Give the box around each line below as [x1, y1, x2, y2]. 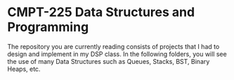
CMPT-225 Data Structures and [7, 4, 195, 20]
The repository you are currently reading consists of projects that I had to [7, 42, 220, 51]
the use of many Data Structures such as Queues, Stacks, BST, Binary [7, 57, 210, 65]
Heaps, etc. [7, 65, 41, 73]
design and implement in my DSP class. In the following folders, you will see [7, 50, 227, 58]
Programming [7, 19, 89, 35]
